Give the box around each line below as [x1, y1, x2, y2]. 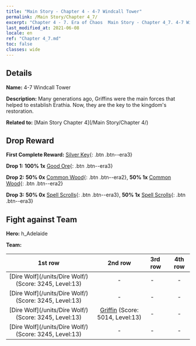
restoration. [6, 108, 34, 115]
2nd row [107, 259, 131, 267]
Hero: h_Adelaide [6, 230, 48, 237]
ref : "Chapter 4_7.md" [6, 36, 61, 41]
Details [6, 68, 32, 78]
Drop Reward [6, 136, 54, 146]
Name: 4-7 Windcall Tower [6, 84, 71, 91]
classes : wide [6, 47, 41, 53]
